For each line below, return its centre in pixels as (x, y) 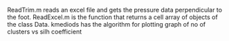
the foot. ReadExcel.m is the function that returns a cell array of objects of (112, 17)
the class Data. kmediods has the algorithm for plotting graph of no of (107, 24)
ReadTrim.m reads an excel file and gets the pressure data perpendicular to (115, 10)
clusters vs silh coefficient (45, 31)
